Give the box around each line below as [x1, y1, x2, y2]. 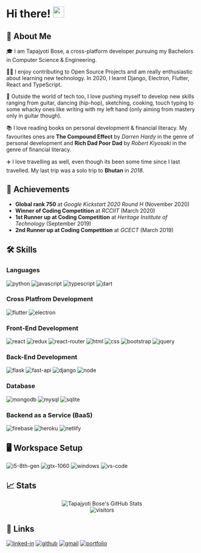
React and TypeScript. [6, 81, 62, 88]
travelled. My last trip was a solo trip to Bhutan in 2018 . [6, 167, 145, 174]
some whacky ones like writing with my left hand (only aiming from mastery [6, 106, 196, 112]
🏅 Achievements [6, 184, 70, 194]
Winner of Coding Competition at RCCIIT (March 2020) [15, 207, 155, 214]
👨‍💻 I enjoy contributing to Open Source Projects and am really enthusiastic [6, 68, 193, 75]
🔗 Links [6, 524, 35, 534]
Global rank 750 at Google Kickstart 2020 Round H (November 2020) [15, 201, 190, 208]
